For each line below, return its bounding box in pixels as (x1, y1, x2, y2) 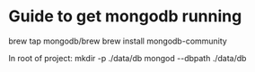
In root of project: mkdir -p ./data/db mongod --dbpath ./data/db (8, 52, 247, 63)
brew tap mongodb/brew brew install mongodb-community (8, 36, 228, 46)
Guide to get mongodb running (8, 6, 242, 27)
